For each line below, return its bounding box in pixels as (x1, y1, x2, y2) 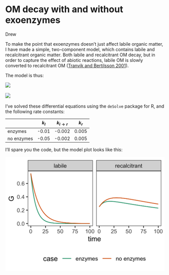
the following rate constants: (5, 108, 65, 115)
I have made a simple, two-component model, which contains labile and (5, 46, 155, 52)
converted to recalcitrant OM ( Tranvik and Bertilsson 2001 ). (5, 62, 129, 68)
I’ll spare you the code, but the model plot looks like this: (5, 147, 123, 153)
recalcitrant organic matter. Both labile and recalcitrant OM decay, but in (5, 52, 155, 58)
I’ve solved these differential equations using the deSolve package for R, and (5, 103, 164, 109)
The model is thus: (5, 72, 44, 78)
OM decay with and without (5, 4, 123, 15)
